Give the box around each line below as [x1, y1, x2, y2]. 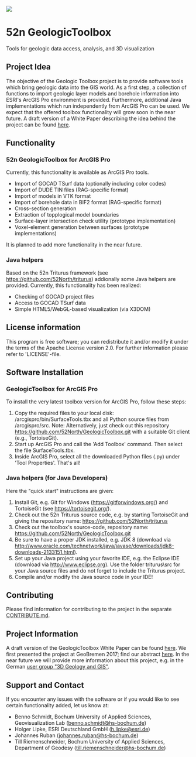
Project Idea [6, 62, 51, 72]
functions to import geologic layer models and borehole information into [6, 90, 180, 97]
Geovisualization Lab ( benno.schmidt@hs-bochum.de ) [14, 719, 147, 726]
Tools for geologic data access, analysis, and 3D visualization [6, 44, 154, 52]
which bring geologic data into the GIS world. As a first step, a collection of [6, 84, 187, 91]
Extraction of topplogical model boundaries [14, 211, 119, 218]
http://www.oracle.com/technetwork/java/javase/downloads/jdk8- [14, 542, 174, 549]
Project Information [6, 629, 78, 639]
